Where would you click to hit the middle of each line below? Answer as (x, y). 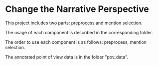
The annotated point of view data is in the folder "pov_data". (67, 57)
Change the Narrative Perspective (77, 9)
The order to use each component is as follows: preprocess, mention (76, 42)
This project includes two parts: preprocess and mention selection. (74, 23)
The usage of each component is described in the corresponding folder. (79, 32)
